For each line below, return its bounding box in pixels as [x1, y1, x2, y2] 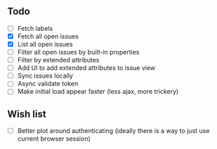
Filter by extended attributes [17, 56, 100, 64]
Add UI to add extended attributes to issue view [17, 64, 156, 72]
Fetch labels [17, 24, 53, 32]
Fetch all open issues [17, 31, 79, 41]
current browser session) [17, 134, 91, 143]
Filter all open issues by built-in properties [17, 48, 140, 56]
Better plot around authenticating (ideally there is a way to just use [17, 127, 210, 135]
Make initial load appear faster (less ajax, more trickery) [17, 87, 179, 96]
